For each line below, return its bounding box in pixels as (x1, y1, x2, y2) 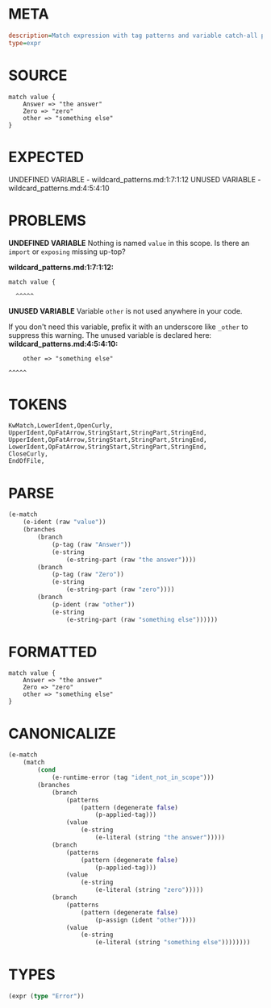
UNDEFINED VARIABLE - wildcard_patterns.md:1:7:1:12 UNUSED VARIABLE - (8, 174, 261, 184)
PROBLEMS (8, 211, 86, 230)
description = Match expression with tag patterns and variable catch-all (8, 31, 258, 40)
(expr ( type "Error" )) (8, 993, 85, 1001)
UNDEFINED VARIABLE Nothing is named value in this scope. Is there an (8, 238, 250, 248)
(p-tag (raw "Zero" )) (51, 570, 125, 579)
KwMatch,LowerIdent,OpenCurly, (8, 422, 114, 430)
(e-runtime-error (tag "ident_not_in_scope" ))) (51, 773, 215, 781)
